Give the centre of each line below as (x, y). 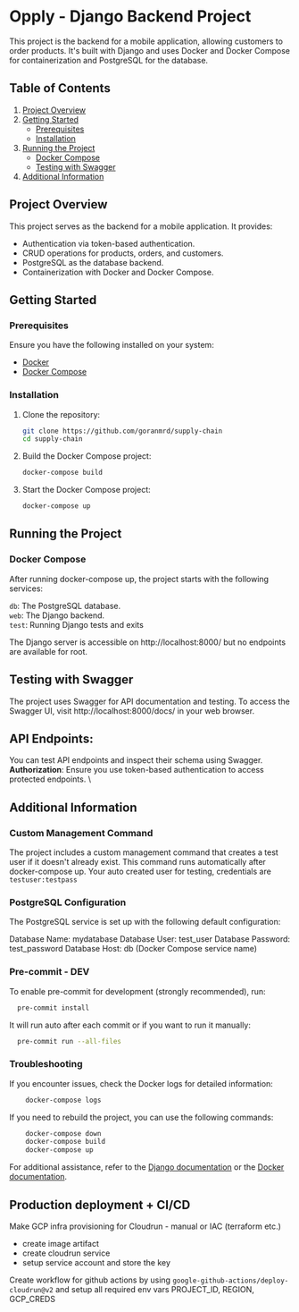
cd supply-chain (52, 439)
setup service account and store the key (96, 1262)
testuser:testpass (43, 880)
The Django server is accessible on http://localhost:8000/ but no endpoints (148, 642)
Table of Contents (60, 88)
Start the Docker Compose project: (86, 490)
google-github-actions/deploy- (231, 1281)
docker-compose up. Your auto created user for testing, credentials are (141, 872)
